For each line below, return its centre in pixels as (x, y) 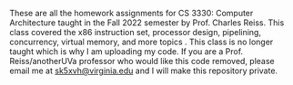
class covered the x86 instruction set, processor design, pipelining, (136, 32)
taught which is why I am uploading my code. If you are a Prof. (126, 52)
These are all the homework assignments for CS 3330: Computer (131, 13)
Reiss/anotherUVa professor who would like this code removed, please (142, 61)
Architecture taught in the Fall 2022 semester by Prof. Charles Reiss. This (147, 23)
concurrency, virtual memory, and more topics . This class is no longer (141, 42)
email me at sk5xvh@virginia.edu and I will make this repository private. (144, 71)
